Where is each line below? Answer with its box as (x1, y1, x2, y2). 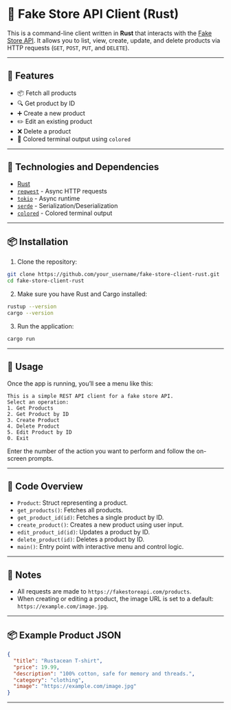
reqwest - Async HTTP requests (16, 187, 108, 195)
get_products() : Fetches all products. (16, 506, 124, 514)
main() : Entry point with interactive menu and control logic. (16, 543, 184, 551)
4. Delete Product (7, 423, 60, 430)
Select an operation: (7, 399, 69, 406)
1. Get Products (7, 404, 54, 412)
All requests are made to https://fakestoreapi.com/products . (16, 587, 192, 596)
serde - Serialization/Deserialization (16, 201, 118, 209)
